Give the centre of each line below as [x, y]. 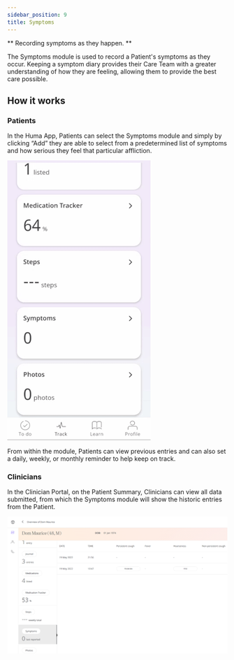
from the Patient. [31, 507]
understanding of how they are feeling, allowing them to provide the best [112, 71]
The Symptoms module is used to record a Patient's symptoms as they [109, 57]
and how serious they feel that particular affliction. [80, 151]
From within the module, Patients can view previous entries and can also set [117, 452]
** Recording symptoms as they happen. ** [70, 43]
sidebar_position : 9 [37, 15]
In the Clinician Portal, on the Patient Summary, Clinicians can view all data [115, 492]
